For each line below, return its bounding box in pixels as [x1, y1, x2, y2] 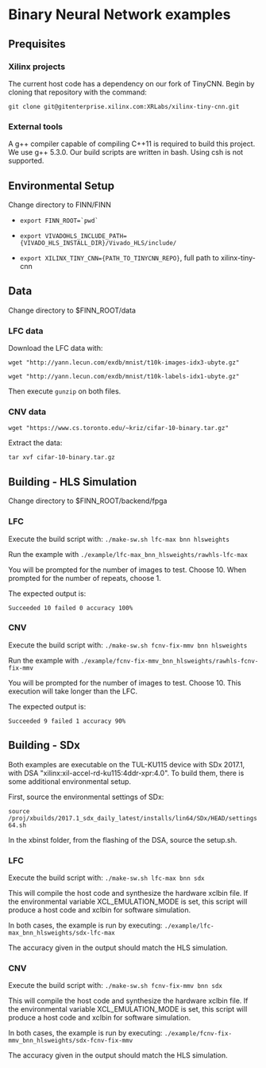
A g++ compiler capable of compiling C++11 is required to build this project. [8, 139, 256, 148]
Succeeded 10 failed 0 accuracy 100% [8, 604, 133, 612]
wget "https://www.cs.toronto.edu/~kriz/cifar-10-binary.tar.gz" [8, 425, 229, 432]
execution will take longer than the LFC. [8, 686, 138, 696]
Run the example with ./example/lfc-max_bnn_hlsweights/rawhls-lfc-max [8, 549, 249, 559]
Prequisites [8, 37, 66, 51]
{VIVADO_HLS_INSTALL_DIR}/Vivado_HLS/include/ [19, 239, 177, 247]
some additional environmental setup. [8, 776, 132, 786]
